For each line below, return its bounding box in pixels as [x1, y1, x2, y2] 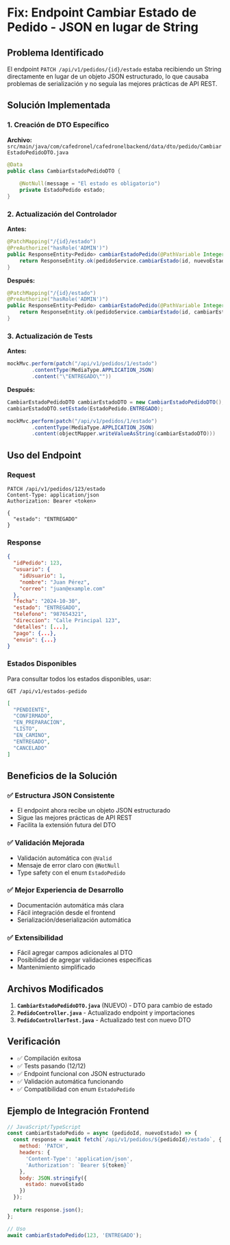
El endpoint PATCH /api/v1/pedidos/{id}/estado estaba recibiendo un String [7, 65, 222, 73]
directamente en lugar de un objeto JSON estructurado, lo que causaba [7, 72, 209, 80]
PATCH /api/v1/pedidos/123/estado [7, 485, 106, 492]
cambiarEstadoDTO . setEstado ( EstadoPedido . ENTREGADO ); [7, 405, 164, 412]
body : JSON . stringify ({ [19, 1174, 88, 1182]
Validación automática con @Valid [16, 854, 112, 862]
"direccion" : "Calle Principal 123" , [13, 617, 121, 624]
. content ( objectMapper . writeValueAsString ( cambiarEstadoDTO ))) [31, 430, 216, 437]
